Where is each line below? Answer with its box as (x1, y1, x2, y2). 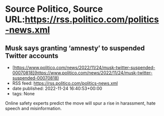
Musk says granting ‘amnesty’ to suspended (5, 44, 145, 52)
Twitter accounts (5, 52, 59, 60)
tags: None (12, 91, 35, 96)
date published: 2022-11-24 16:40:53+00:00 (12, 86, 102, 91)
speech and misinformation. (5, 106, 62, 111)
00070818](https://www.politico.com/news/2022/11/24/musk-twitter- (12, 70, 153, 76)
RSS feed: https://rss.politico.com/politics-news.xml (12, 80, 118, 86)
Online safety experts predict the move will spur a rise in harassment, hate (5, 100, 156, 106)
